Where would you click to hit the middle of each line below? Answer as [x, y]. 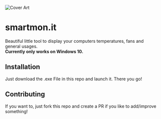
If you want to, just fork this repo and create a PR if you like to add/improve [81, 106]
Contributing [25, 94]
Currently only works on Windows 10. [44, 51]
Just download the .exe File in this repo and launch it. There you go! [74, 79]
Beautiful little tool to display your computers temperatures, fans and [74, 41]
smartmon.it [31, 28]
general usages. [21, 46]
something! [16, 111]
